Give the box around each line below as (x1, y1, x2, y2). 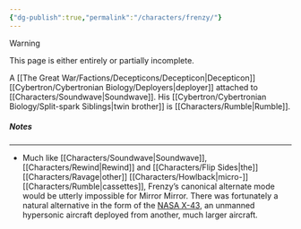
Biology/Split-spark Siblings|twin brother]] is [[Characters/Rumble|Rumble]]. (9, 100, 291, 112)
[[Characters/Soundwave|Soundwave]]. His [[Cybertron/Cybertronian (9, 91, 267, 102)
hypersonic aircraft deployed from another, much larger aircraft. (21, 209, 258, 220)
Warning (9, 38, 40, 48)
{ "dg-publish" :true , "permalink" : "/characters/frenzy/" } (9, 13, 222, 22)
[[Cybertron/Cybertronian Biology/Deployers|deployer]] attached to (9, 81, 258, 92)
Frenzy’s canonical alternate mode (147, 181, 275, 191)
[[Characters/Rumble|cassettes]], (21, 181, 146, 191)
